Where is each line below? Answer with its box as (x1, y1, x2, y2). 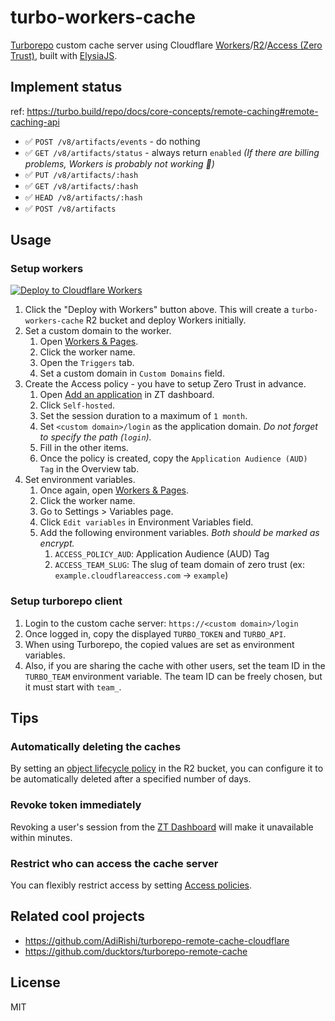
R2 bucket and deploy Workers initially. (85, 314, 247, 326)
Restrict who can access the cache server (10, 856, 219, 870)
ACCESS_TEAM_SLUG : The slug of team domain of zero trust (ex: (54, 559, 305, 571)
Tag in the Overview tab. (39, 463, 140, 475)
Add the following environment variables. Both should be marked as (39, 527, 320, 539)
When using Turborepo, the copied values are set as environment (24, 638, 295, 650)
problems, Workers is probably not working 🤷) (24, 157, 215, 170)
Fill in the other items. (39, 442, 129, 454)
